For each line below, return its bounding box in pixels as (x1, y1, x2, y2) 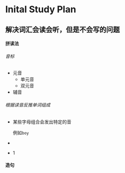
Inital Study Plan (5, 4, 76, 15)
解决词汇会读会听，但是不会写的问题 (5, 25, 120, 34)
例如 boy (12, 129, 29, 136)
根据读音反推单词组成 (5, 101, 50, 108)
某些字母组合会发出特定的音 (12, 119, 72, 125)
